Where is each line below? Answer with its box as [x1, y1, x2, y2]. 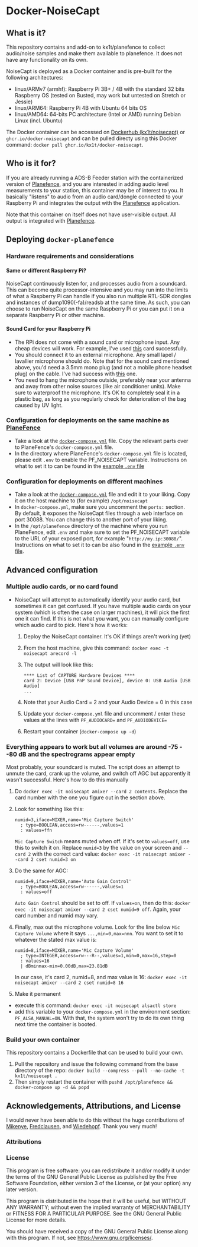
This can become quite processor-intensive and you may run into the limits [6, 286, 189, 293]
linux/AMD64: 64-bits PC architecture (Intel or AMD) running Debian [14, 111, 181, 118]
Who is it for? [6, 159, 56, 169]
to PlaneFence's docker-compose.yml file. [14, 444, 113, 451]
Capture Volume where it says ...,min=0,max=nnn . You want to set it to [14, 930, 184, 937]
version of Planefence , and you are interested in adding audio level [6, 180, 169, 188]
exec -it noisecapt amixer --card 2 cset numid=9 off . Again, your [14, 906, 181, 913]
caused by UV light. [14, 401, 63, 409]
